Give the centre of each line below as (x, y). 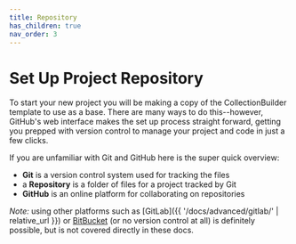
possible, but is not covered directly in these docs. (101, 230)
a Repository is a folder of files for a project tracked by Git (129, 184)
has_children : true (45, 26)
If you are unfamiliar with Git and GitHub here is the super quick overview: (144, 158)
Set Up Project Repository (107, 78)
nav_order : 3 (33, 34)
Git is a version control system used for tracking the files (126, 175)
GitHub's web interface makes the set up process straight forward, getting (145, 122)
